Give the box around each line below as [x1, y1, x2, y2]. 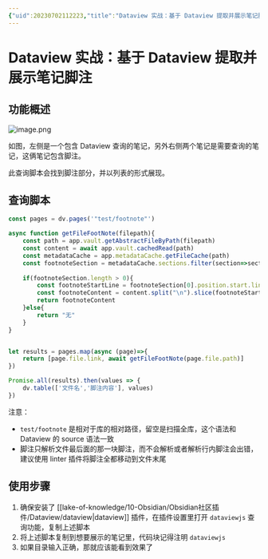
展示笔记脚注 [8, 69, 93, 86]
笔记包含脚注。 [35, 151, 85, 161]
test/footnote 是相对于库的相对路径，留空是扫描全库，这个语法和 [19, 424, 237, 434]
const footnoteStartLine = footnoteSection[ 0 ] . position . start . [37, 281, 251, 290]
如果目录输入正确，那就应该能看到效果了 [19, 542, 153, 552]
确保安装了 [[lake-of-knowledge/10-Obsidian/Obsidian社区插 [19, 502, 219, 512]
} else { [22, 304, 45, 312]
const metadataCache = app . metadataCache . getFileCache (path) [22, 252, 230, 260]
